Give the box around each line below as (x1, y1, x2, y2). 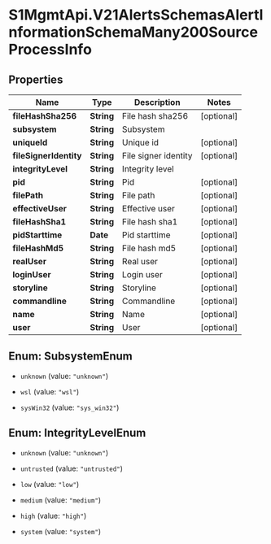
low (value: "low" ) (20, 479, 80, 489)
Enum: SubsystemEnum (8, 350, 133, 363)
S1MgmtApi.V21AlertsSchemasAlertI (8, 6, 264, 24)
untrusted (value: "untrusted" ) (20, 463, 124, 473)
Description (133, 97, 181, 107)
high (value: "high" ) (20, 511, 87, 520)
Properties (8, 72, 63, 86)
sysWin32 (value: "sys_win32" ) (20, 403, 120, 412)
